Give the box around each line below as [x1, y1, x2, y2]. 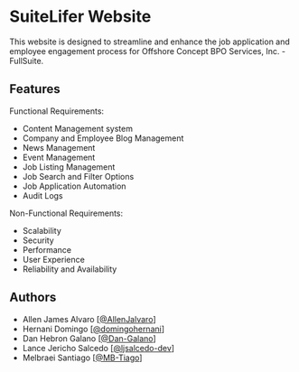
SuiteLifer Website [9, 6, 152, 27]
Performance [22, 244, 72, 255]
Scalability [22, 225, 61, 236]
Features [9, 81, 61, 97]
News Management [22, 142, 96, 153]
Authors [9, 290, 57, 305]
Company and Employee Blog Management [22, 133, 184, 144]
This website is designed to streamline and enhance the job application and [9, 36, 291, 47]
